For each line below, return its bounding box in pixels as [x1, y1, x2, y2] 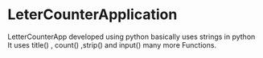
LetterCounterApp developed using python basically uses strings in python [7, 32, 256, 41]
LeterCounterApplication [7, 6, 178, 24]
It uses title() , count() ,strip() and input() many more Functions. [7, 40, 217, 49]
